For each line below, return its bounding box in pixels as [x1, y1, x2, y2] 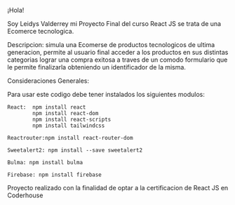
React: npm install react [7, 104, 86, 111]
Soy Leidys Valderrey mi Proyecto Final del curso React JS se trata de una [7, 20, 222, 27]
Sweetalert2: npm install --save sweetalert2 [7, 147, 142, 154]
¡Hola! [7, 6, 25, 14]
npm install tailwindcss [32, 122, 105, 129]
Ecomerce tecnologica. [7, 27, 74, 35]
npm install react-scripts [32, 116, 112, 123]
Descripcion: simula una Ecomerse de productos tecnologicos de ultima [7, 41, 215, 48]
